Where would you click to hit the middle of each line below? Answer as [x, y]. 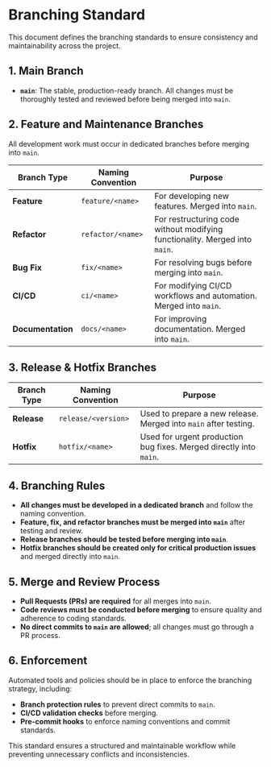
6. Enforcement [48, 661]
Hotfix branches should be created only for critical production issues [138, 548]
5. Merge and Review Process [84, 582]
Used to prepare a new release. [199, 414]
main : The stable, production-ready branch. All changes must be [127, 90]
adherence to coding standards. [73, 618]
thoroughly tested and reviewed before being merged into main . [125, 99]
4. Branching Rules [57, 485]
